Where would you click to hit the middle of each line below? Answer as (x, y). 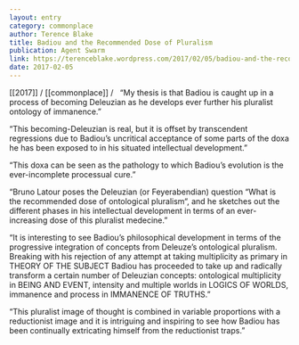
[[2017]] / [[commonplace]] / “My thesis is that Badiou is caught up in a (141, 92)
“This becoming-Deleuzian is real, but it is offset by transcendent (129, 128)
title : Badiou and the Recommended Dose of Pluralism (111, 42)
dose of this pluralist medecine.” (109, 220)
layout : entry (36, 17)
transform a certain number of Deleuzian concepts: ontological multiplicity (145, 275)
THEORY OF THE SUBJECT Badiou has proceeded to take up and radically (146, 266)
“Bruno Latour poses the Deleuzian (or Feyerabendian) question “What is (143, 192)
